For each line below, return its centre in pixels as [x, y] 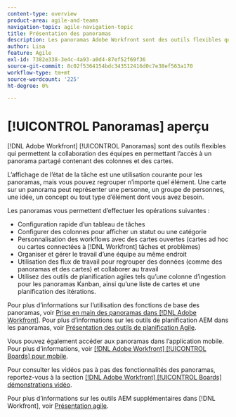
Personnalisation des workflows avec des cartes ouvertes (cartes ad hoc [123, 239]
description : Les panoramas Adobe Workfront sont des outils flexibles [114, 40]
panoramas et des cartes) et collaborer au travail [88, 269]
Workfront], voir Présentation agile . [58, 406]
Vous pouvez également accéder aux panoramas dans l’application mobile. [116, 341]
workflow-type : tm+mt [39, 72]
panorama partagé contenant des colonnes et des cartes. [91, 161]
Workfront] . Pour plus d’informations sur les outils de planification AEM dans [118, 320]
